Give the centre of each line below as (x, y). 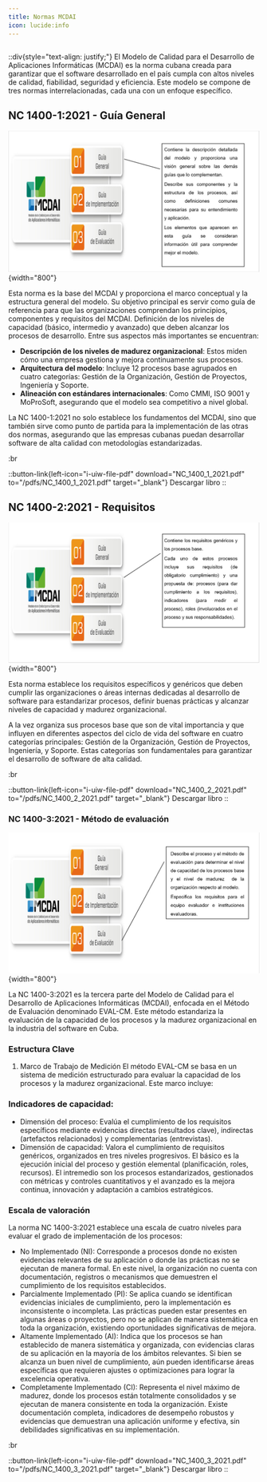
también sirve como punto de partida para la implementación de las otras (128, 426)
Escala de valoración (49, 1210)
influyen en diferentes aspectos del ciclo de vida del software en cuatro (126, 734)
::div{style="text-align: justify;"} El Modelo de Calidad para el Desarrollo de (132, 57)
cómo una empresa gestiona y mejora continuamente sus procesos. (131, 359)
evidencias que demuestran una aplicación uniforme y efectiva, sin (130, 1421)
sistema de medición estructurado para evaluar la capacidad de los (130, 1075)
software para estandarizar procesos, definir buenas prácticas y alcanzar (129, 701)
